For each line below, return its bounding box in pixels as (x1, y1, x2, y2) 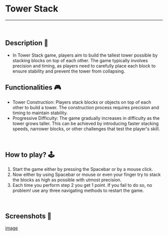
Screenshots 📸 (5, 211, 52, 220)
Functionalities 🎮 (5, 83, 61, 92)
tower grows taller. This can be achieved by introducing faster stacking (12, 120, 159, 126)
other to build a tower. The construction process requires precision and (12, 104, 159, 110)
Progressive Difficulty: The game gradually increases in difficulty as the (12, 115, 160, 121)
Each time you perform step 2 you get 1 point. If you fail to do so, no (12, 182, 152, 188)
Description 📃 (5, 39, 48, 48)
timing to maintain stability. (12, 110, 68, 116)
